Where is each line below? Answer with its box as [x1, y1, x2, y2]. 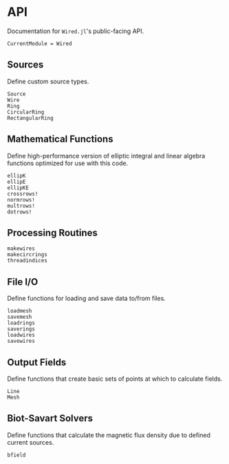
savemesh [7, 314, 32, 321]
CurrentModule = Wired [7, 40, 72, 47]
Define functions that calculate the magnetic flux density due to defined [7, 431, 211, 439]
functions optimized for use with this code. [7, 159, 129, 167]
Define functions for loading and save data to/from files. [7, 294, 166, 303]
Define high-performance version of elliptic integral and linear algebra [7, 151, 206, 160]
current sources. [7, 438, 54, 446]
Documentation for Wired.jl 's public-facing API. [7, 27, 144, 35]
